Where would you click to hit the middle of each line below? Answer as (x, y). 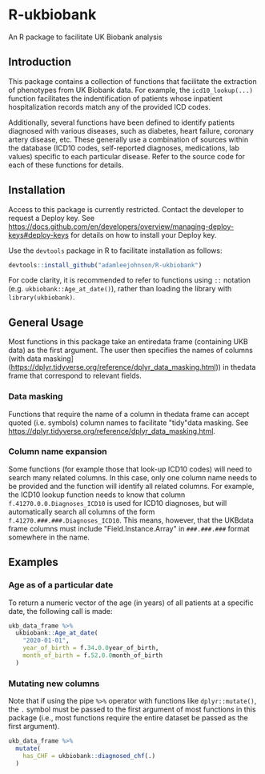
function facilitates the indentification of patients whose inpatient (115, 98)
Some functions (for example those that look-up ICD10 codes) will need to (130, 469)
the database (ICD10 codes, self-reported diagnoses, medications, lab (124, 148)
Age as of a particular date (61, 585)
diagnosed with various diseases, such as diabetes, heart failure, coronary (131, 130)
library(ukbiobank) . (42, 297)
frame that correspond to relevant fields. (75, 376)
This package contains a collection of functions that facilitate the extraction (133, 81)
